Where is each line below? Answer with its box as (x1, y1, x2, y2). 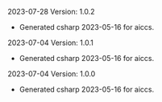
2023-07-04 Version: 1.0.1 (7, 38, 93, 47)
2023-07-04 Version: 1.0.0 (7, 69, 96, 79)
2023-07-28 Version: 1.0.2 (7, 7, 95, 16)
